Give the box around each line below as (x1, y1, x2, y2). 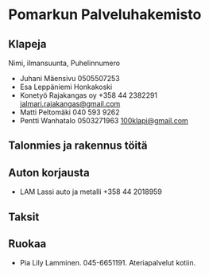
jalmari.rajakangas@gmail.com (19, 99, 121, 108)
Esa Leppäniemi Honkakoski (19, 82, 113, 91)
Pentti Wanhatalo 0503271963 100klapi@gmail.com (19, 116, 188, 125)
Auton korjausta (8, 165, 90, 180)
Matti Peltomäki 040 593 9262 (19, 107, 121, 117)
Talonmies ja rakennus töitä (8, 139, 148, 153)
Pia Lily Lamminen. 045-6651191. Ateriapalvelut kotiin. (19, 258, 196, 268)
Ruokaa (8, 237, 47, 250)
